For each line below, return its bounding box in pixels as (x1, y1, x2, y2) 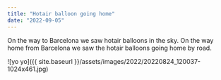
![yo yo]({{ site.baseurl (7, 57, 73, 65)
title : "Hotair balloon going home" (7, 10, 115, 18)
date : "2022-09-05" (7, 17, 65, 24)
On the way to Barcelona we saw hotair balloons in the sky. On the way (7, 36, 214, 44)
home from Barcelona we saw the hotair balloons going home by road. (7, 44, 212, 52)
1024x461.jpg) (7, 65, 49, 73)
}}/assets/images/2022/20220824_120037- (73, 57, 201, 65)
